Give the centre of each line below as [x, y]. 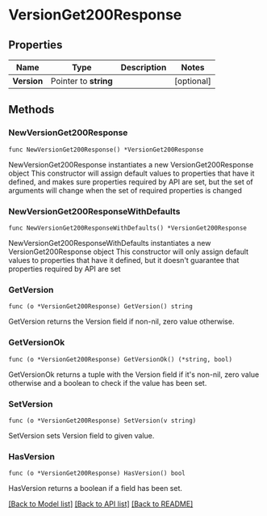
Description [144, 68]
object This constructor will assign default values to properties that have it [131, 173]
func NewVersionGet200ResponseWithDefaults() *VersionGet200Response [128, 228]
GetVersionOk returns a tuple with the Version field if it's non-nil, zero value [134, 374]
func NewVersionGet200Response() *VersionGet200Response [106, 150]
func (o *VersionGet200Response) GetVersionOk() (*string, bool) [120, 359]
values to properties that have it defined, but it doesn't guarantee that [124, 260]
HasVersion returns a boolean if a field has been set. [96, 489]
